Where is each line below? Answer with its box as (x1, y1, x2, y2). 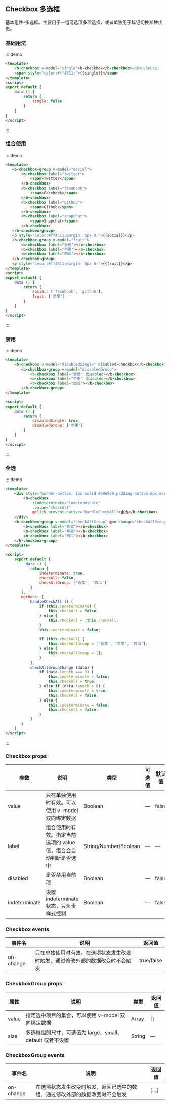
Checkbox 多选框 (5, 5, 60, 14)
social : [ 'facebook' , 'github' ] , (32, 289, 103, 294)
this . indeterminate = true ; (48, 688, 108, 693)
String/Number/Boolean (83, 842, 140, 850)
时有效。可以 (45, 799, 76, 806)
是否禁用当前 (45, 871, 76, 878)
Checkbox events (5, 926, 50, 933)
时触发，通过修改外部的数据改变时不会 (35, 957, 126, 964)
